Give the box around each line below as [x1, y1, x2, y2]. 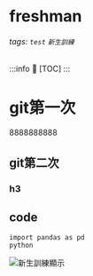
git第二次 [9, 155, 59, 170]
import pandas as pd [9, 233, 86, 242]
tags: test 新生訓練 [9, 35, 75, 46]
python [9, 241, 34, 250]
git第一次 [9, 98, 76, 117]
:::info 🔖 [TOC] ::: [9, 64, 71, 75]
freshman [9, 6, 82, 27]
